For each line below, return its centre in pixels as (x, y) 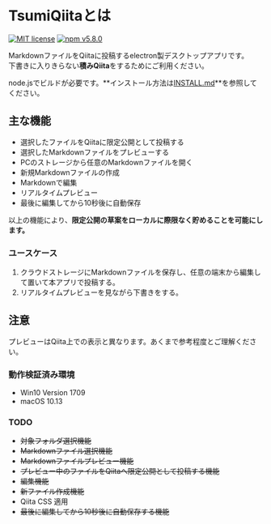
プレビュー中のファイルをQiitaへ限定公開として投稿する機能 (120, 471)
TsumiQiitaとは (60, 16)
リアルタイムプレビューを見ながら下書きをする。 (102, 292)
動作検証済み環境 (42, 374)
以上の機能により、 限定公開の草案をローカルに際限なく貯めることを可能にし (136, 219)
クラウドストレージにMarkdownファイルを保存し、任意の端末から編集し (140, 272)
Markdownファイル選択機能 (66, 451)
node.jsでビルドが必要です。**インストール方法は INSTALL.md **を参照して (133, 83)
